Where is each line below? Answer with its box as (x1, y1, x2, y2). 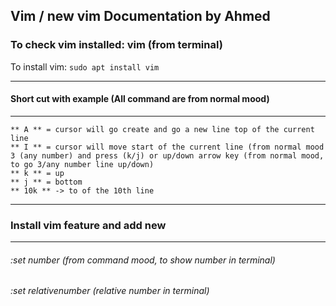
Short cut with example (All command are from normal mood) (10, 93, 270, 105)
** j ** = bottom (10, 177, 83, 187)
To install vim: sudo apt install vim (10, 60, 160, 73)
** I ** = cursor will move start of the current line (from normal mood (10, 142, 325, 152)
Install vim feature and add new (10, 218, 167, 232)
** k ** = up (10, 168, 65, 178)
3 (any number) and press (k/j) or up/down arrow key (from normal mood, (10, 150, 325, 161)
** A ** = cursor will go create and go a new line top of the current (10, 124, 315, 134)
